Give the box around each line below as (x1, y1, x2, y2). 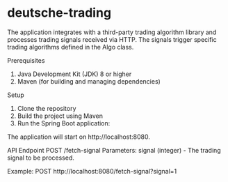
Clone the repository (17, 104, 76, 112)
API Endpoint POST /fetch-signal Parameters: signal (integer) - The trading (7, 146, 221, 154)
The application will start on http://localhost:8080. (7, 132, 151, 141)
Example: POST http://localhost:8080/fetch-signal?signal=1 (7, 167, 177, 175)
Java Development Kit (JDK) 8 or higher (17, 70, 132, 78)
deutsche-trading (7, 5, 112, 21)
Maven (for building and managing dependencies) (17, 77, 161, 85)
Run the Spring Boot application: (17, 119, 111, 127)
